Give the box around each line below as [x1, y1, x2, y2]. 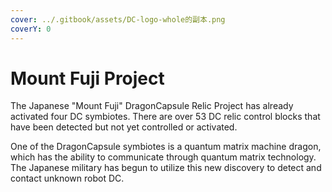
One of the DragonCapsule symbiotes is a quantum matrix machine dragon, [10, 141, 322, 153]
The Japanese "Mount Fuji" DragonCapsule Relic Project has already [10, 100, 294, 112]
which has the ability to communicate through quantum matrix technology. [10, 151, 317, 163]
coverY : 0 [10, 24, 52, 34]
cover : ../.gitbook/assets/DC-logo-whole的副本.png [10, 14, 226, 25]
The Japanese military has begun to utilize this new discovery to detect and [10, 162, 322, 174]
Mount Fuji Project [10, 67, 165, 90]
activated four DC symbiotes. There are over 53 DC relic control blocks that [10, 111, 321, 123]
